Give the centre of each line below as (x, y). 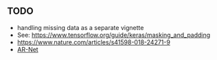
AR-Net (28, 49)
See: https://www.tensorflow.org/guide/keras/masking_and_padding (114, 35)
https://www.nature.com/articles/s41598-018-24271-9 (93, 42)
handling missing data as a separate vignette (80, 27)
